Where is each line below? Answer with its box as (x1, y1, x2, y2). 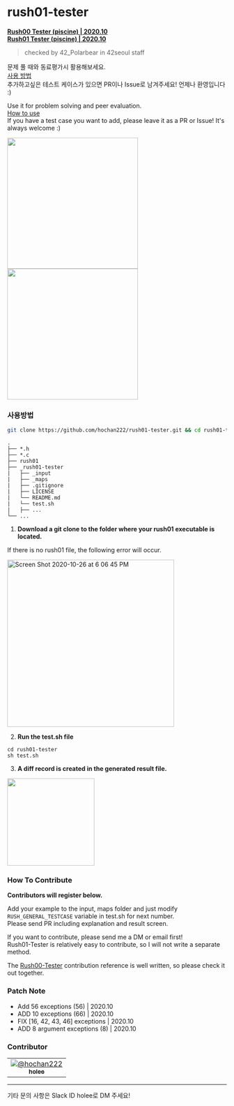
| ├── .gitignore (7, 482, 64, 489)
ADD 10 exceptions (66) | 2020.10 (17, 1010, 114, 1018)
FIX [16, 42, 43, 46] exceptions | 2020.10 (17, 1017, 134, 1025)
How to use (7, 109, 40, 117)
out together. (7, 968, 45, 978)
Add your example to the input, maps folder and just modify (7, 905, 178, 913)
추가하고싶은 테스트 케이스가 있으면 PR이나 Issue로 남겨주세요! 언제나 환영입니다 (7, 80, 226, 88)
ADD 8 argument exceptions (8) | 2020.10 (17, 1024, 137, 1033)
